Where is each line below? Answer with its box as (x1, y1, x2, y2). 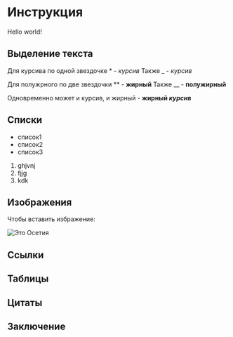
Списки (7, 114, 43, 126)
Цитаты (7, 296, 43, 309)
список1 (17, 133, 42, 141)
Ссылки (7, 249, 44, 260)
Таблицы (7, 273, 49, 285)
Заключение (7, 320, 66, 332)
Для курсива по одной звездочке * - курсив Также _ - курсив (7, 66, 192, 74)
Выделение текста (7, 48, 93, 60)
